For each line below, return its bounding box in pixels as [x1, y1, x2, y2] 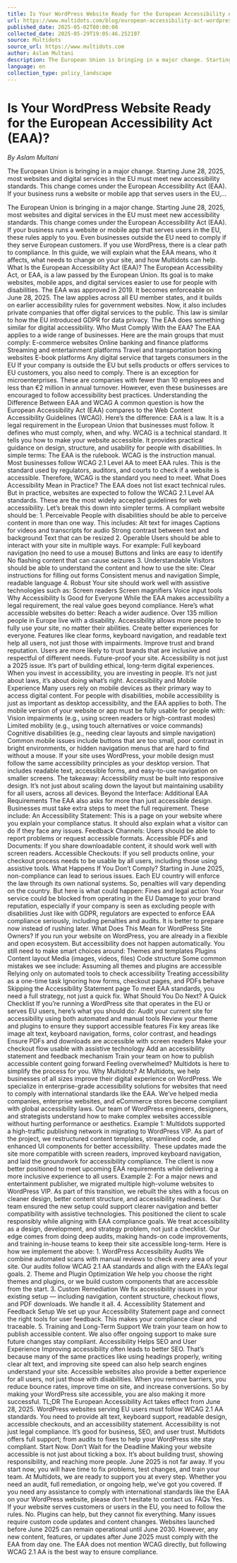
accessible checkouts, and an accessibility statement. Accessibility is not [7, 1420, 220, 1429]
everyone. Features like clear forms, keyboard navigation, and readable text [7, 631, 227, 640]
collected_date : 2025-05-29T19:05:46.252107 [7, 30, 140, 37]
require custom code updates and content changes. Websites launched [7, 1518, 215, 1526]
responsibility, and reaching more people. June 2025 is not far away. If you [7, 1458, 225, 1466]
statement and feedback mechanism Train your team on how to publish [7, 1052, 214, 1060]
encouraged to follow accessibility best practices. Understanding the [7, 391, 208, 399]
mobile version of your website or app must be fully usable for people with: [7, 706, 226, 715]
